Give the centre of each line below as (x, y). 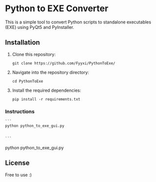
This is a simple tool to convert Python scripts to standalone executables (78, 22)
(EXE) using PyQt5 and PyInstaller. (40, 27)
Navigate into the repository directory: (51, 72)
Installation (22, 43)
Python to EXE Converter (57, 9)
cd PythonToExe (28, 81)
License (17, 163)
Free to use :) (18, 175)
